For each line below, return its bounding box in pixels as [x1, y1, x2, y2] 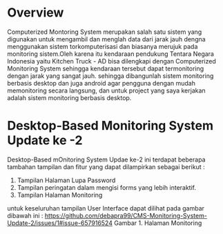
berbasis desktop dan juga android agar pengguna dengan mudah [7, 79, 195, 87]
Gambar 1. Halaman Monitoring [113, 219, 202, 227]
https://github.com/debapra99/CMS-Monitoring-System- [44, 211, 207, 220]
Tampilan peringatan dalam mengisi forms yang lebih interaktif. [17, 183, 197, 191]
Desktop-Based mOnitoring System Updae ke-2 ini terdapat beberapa [7, 155, 206, 164]
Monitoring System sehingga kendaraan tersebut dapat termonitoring [7, 64, 204, 72]
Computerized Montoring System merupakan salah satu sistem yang [7, 28, 202, 36]
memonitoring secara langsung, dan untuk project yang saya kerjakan [7, 86, 206, 95]
